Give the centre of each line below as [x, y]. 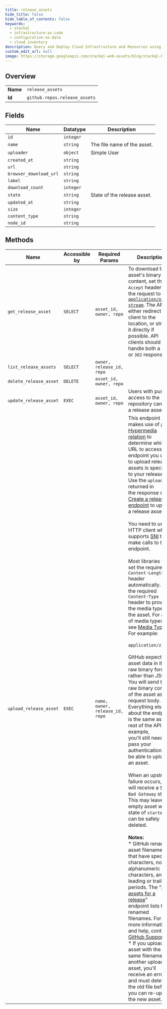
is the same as [145, 719]
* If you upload [146, 943]
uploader [18, 153]
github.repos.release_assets [61, 98]
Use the [137, 480]
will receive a [143, 787]
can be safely [144, 818]
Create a [138, 499]
